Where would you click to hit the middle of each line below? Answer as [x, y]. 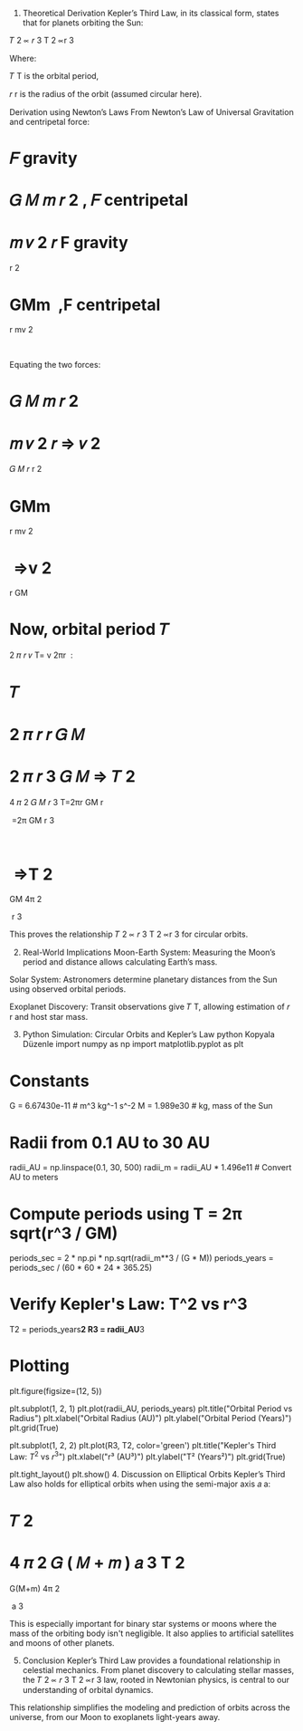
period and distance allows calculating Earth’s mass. [120, 962]
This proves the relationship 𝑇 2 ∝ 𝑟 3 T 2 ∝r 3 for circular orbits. [129, 934]
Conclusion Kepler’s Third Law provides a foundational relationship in [151, 1660]
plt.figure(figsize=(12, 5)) [56, 1391]
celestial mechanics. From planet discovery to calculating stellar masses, [158, 1669]
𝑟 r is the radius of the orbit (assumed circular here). [106, 94]
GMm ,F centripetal [85, 305]
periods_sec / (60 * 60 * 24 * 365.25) [81, 1268]
